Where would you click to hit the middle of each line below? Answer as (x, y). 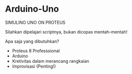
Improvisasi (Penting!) (34, 66)
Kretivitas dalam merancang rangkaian (51, 61)
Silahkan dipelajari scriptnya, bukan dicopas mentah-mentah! (66, 32)
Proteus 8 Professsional (36, 51)
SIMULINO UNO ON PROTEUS (35, 22)
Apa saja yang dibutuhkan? (32, 41)
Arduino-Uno (32, 9)
